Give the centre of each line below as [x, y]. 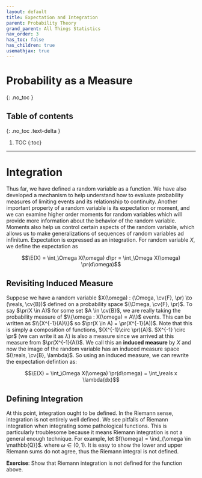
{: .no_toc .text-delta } [33, 130]
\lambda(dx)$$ [101, 380]
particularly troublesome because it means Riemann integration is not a [94, 432]
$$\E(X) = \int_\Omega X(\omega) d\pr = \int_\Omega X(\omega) [101, 258]
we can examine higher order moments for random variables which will [94, 215]
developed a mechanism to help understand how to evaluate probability [95, 195]
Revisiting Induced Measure [60, 283]
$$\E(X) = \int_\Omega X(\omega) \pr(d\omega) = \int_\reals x [101, 373]
